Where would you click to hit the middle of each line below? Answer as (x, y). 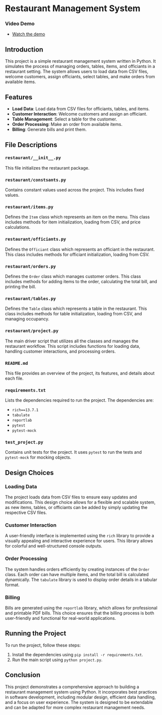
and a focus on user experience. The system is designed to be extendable (79, 702)
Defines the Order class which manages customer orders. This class (73, 276)
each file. (14, 378)
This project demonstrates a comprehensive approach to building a (72, 687)
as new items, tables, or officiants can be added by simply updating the (76, 508)
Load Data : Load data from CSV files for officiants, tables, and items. (81, 109)
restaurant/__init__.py (33, 158)
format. (12, 585)
